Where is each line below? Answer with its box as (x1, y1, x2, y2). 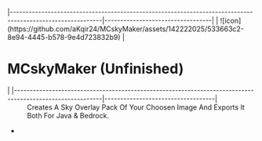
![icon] (220, 16, 242, 25)
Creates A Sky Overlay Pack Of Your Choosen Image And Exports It (27, 102, 245, 112)
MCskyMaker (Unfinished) (7, 60, 184, 78)
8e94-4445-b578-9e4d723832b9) (7, 33, 121, 42)
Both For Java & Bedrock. (27, 110, 109, 120)
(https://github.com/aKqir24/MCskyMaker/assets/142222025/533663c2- (7, 24, 245, 34)
